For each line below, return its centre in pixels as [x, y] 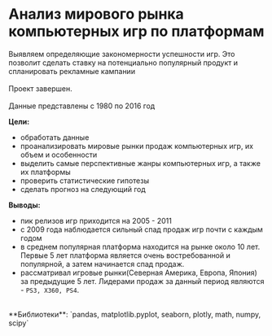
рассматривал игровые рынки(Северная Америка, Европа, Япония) [139, 273]
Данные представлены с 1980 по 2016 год [82, 106]
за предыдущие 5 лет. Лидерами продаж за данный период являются [142, 281]
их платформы [45, 172]
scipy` [19, 323]
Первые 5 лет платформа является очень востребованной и [125, 255]
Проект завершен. [40, 88]
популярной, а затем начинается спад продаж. [102, 264]
